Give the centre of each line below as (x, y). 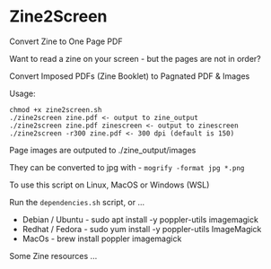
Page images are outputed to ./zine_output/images (103, 150)
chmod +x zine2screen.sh (56, 109)
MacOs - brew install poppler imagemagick (102, 239)
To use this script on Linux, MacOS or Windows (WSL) (109, 185)
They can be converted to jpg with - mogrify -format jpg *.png (127, 167)
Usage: (22, 93)
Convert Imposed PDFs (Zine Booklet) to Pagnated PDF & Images (130, 76)
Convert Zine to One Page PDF (66, 41)
